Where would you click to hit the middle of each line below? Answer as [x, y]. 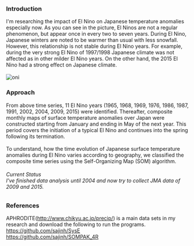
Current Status [24, 175]
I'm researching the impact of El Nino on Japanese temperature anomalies [95, 22]
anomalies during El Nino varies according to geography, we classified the [95, 155]
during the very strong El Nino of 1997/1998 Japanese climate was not [90, 53]
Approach [20, 92]
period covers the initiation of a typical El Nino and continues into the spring [97, 130]
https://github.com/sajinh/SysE [43, 231]
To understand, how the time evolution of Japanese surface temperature [93, 148]
